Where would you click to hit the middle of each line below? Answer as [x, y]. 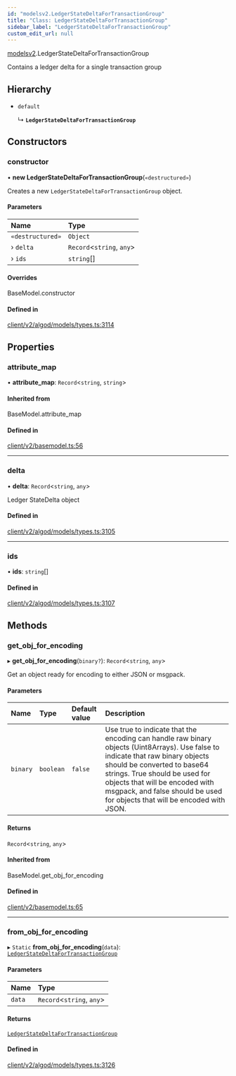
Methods [27, 625]
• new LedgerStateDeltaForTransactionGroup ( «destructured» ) [99, 177]
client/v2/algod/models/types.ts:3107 [61, 603]
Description [125, 714]
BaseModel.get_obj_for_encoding [55, 875]
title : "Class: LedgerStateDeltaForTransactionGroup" [88, 20]
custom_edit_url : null [40, 33]
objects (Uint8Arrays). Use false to [162, 747]
